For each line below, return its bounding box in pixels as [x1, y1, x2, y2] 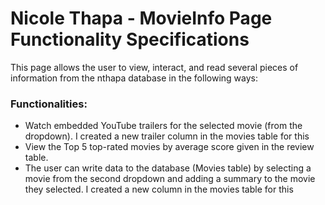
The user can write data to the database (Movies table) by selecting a [24, 162, 312, 174]
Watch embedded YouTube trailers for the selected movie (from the [24, 120, 303, 132]
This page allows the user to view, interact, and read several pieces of [10, 61, 299, 73]
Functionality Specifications [10, 28, 250, 51]
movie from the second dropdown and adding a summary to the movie [24, 173, 316, 185]
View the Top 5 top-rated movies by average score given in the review [24, 141, 315, 153]
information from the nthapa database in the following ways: [10, 72, 258, 84]
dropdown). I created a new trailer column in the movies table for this [24, 130, 310, 142]
